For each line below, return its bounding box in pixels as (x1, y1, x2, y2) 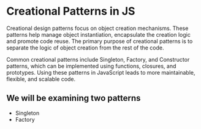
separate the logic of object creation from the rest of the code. (6, 44, 164, 51)
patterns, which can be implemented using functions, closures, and (6, 62, 176, 70)
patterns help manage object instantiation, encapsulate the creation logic (6, 31, 191, 38)
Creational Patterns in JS (6, 4, 135, 18)
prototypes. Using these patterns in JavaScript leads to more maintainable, (6, 68, 195, 76)
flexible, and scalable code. (6, 75, 76, 83)
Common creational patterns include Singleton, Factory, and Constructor (6, 56, 190, 63)
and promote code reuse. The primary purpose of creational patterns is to (6, 37, 193, 45)
